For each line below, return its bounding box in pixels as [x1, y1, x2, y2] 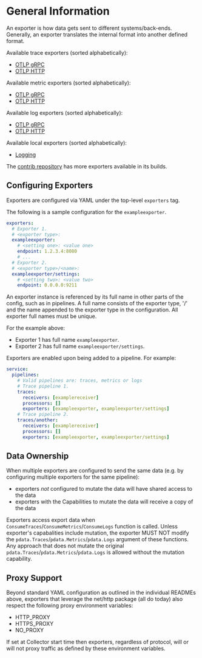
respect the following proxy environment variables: [6, 602, 133, 609]
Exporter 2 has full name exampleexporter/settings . [15, 342, 145, 350]
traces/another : [17, 417, 59, 423]
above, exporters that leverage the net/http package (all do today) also [6, 595, 183, 603]
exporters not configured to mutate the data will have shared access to [15, 485, 193, 493]
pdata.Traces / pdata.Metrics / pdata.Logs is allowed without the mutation [6, 549, 185, 556]
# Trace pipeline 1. [17, 383, 69, 389]
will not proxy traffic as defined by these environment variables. [6, 645, 166, 652]
